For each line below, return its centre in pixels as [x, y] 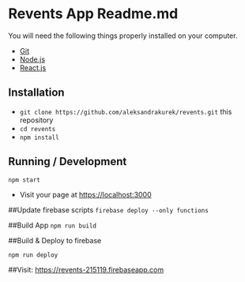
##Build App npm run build [53, 225]
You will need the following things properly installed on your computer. [123, 36]
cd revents [38, 129]
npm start [24, 180]
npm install [39, 137]
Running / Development [68, 162]
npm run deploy [33, 255]
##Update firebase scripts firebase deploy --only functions [109, 209]
